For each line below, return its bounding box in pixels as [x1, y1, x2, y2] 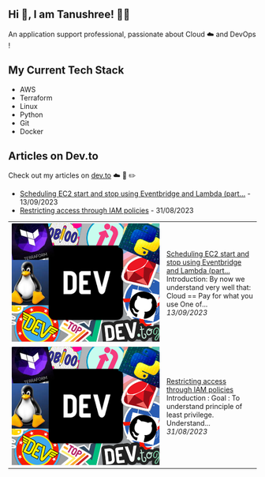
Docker [19, 126, 44, 136]
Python [19, 110, 43, 119]
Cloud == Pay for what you [166, 291, 254, 301]
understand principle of [166, 402, 243, 411]
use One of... [166, 299, 208, 309]
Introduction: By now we [166, 274, 245, 284]
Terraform [19, 92, 53, 103]
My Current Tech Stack [8, 64, 125, 77]
